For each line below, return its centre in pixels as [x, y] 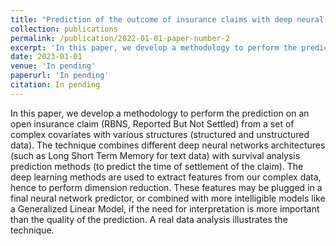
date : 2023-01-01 [46, 57]
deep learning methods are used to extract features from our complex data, [166, 177]
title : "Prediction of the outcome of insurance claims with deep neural [167, 19]
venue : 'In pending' [53, 66]
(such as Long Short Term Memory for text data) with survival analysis [155, 155]
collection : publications [64, 29]
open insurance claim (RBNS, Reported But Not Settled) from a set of [152, 123]
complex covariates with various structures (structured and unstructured [160, 134]
